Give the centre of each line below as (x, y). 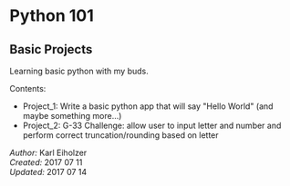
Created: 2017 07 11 (46, 162)
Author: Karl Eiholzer (48, 152)
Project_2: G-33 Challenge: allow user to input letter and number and (152, 125)
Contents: (28, 88)
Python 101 (52, 16)
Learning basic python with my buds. (79, 71)
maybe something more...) (72, 116)
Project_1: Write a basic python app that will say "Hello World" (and (148, 106)
